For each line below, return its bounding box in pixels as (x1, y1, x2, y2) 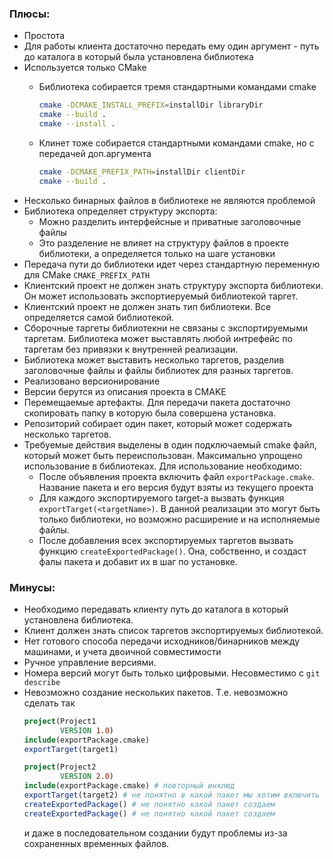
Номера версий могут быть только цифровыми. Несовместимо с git (23, 667, 321, 679)
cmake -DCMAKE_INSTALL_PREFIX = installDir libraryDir (38, 100, 264, 111)
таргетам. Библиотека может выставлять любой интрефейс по (23, 332, 293, 344)
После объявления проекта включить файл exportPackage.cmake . (38, 470, 315, 482)
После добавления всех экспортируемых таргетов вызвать (38, 534, 294, 546)
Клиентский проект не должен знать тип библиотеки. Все (23, 300, 272, 312)
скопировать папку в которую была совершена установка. (23, 407, 277, 419)
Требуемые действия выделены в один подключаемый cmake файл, (23, 438, 317, 451)
